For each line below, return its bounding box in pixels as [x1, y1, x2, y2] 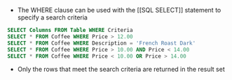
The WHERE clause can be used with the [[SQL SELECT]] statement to [17, 6, 221, 14]
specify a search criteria [17, 13, 88, 22]
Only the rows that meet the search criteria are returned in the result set [17, 65, 226, 74]
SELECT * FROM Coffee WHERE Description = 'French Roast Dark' [7, 40, 196, 47]
